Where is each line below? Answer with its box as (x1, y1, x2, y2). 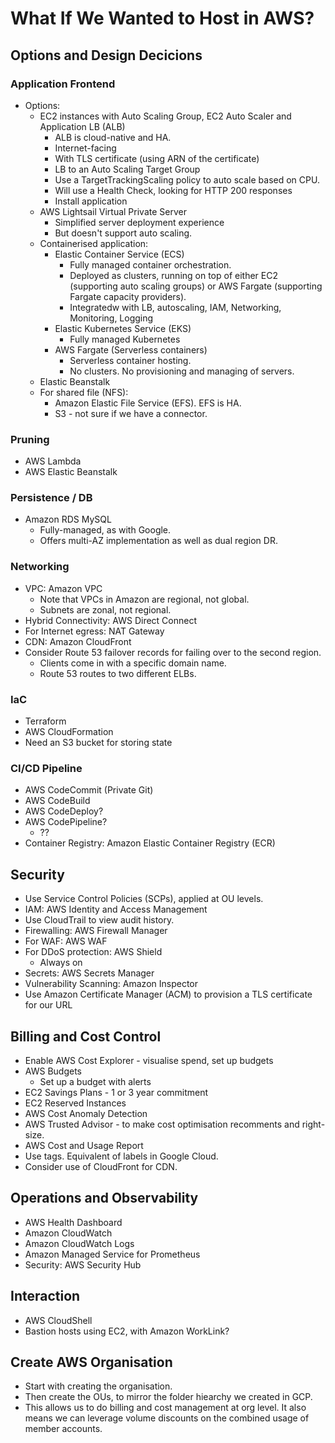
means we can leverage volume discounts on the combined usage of (24, 1412, 310, 1424)
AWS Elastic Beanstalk (24, 466, 118, 478)
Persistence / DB (10, 491, 93, 505)
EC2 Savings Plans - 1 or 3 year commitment (24, 1086, 209, 1098)
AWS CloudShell (24, 1314, 93, 1326)
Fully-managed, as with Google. (39, 524, 172, 536)
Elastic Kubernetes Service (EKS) (54, 322, 192, 334)
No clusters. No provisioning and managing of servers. (69, 365, 295, 377)
